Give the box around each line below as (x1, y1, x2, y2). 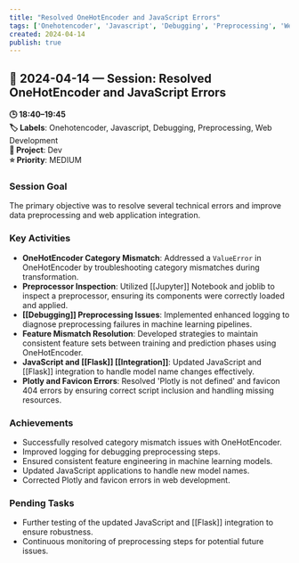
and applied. (21, 299, 69, 310)
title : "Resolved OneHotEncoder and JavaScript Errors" (9, 12, 221, 22)
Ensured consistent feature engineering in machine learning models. (21, 455, 273, 466)
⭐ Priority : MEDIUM (9, 155, 82, 166)
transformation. (21, 271, 79, 281)
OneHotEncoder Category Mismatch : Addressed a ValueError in (21, 252, 262, 263)
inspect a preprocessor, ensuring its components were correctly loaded (21, 290, 285, 301)
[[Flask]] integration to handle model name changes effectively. (21, 366, 255, 377)
